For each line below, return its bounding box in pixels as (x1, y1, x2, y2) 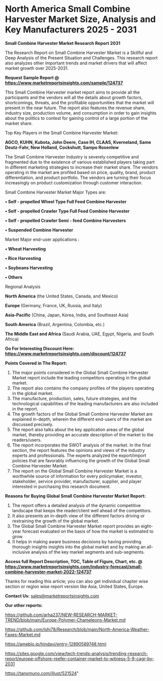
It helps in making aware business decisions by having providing (12, 539, 142, 545)
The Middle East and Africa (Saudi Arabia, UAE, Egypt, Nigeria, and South (5, 331, 154, 337)
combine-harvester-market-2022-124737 (5, 569, 91, 575)
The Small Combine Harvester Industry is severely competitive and (5, 154, 139, 159)
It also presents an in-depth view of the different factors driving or (12, 513, 145, 519)
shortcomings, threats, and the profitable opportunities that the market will (5, 99, 154, 105)
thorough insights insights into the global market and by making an (12, 544, 146, 549)
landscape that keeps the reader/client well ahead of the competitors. (12, 507, 152, 513)
